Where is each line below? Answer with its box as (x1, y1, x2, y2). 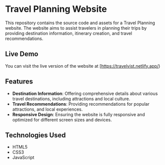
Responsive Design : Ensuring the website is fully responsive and (12, 111, 145, 117)
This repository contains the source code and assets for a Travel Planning (5, 20, 156, 26)
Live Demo (5, 50, 39, 58)
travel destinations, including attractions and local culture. (12, 95, 130, 102)
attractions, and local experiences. (12, 106, 83, 112)
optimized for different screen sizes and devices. (12, 117, 112, 123)
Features (5, 78, 33, 86)
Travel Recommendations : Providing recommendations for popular (12, 101, 150, 107)
